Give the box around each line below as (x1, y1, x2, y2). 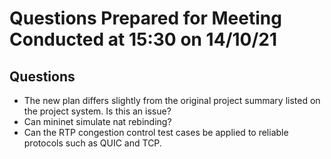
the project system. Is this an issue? (23, 105, 172, 117)
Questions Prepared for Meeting (9, 7, 282, 30)
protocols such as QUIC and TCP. (23, 137, 162, 149)
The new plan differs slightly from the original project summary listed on (23, 95, 321, 106)
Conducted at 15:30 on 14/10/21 (9, 28, 278, 51)
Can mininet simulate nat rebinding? (23, 116, 172, 127)
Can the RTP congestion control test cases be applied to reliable (23, 127, 289, 138)
